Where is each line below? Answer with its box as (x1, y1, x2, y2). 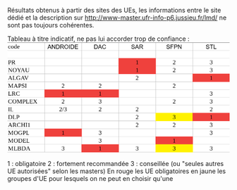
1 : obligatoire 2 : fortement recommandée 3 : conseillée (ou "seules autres (7, 160, 224, 168)
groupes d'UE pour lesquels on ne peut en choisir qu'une (7, 175, 174, 183)
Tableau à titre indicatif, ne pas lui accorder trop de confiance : (7, 34, 190, 43)
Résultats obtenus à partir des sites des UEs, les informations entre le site (7, 6, 221, 14)
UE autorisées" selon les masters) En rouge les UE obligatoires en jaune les (7, 167, 226, 175)
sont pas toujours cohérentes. (7, 21, 95, 29)
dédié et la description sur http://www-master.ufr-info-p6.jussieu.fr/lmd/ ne (7, 13, 227, 22)
